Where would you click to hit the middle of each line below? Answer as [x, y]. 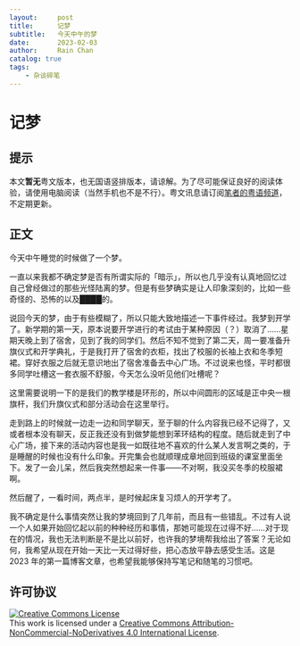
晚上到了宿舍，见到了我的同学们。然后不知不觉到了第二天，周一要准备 [154, 340]
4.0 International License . [173, 633]
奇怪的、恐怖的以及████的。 [63, 299]
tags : [19, 68]
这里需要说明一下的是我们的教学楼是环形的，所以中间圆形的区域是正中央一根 [150, 393]
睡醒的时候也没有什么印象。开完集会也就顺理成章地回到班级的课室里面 [146, 456]
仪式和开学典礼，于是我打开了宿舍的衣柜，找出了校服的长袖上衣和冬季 [146, 351]
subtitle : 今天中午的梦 [54, 34]
